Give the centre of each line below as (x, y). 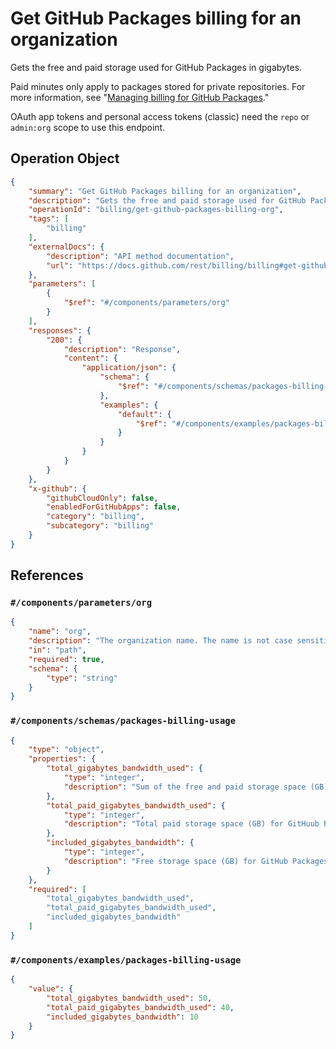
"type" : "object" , (66, 750)
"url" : (60, 265)
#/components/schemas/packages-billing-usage (123, 721)
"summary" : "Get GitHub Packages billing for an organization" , (165, 191)
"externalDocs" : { (66, 247)
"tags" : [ (49, 219)
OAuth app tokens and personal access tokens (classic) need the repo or (160, 116)
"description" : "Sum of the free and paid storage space (185, 787)
